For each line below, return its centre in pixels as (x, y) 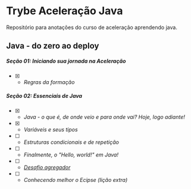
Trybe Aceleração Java (65, 11)
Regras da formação (49, 82)
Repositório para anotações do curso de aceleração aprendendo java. (92, 27)
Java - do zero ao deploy (53, 46)
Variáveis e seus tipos (51, 130)
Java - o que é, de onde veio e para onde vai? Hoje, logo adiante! (104, 117)
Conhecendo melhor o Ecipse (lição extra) (76, 180)
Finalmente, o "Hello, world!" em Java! (71, 155)
